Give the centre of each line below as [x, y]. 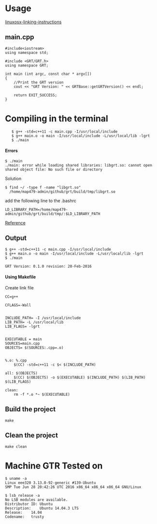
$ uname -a [16, 479]
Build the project [30, 409]
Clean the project [31, 435]
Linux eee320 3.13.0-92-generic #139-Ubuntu [50, 483]
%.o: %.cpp [16, 360]
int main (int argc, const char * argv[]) [48, 74]
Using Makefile [21, 277]
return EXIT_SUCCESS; [35, 95]
